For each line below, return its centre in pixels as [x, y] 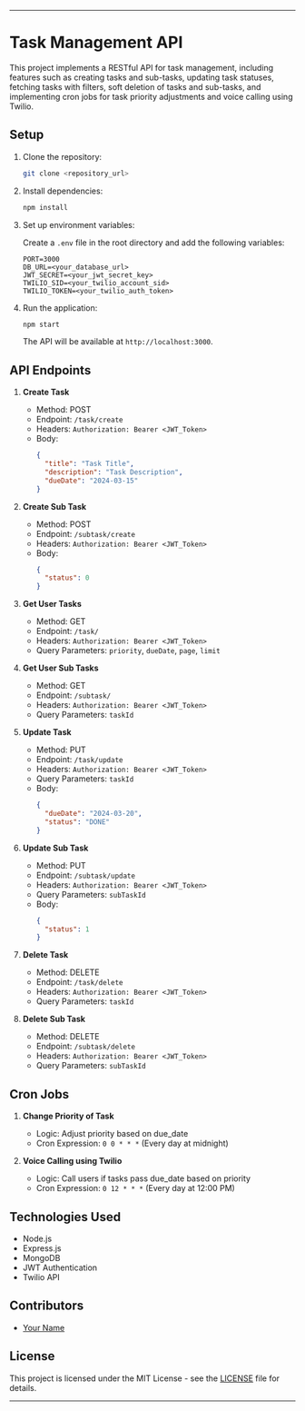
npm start [41, 324]
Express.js [42, 1248]
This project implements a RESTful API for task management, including [142, 67]
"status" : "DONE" [77, 822]
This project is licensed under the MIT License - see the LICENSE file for [144, 1378]
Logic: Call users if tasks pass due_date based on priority [143, 1178]
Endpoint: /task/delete [79, 982]
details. [23, 1387]
